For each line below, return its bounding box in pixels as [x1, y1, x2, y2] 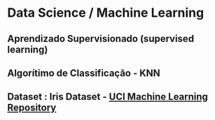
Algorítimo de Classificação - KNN [7, 67, 161, 79]
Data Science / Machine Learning [7, 5, 204, 21]
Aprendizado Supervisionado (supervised [7, 33, 195, 45]
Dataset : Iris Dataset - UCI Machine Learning [7, 91, 209, 103]
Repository [7, 102, 57, 114]
